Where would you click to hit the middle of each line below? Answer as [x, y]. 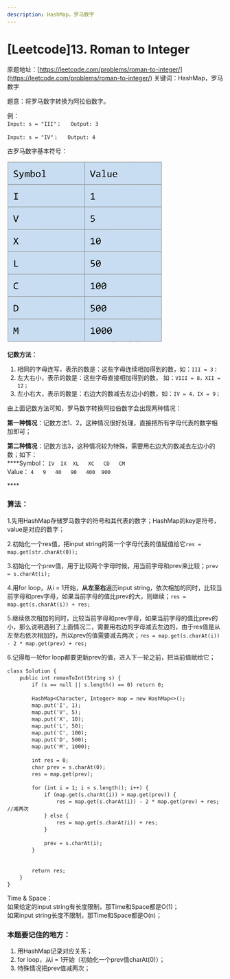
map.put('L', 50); [58, 726]
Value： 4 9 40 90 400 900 [59, 471]
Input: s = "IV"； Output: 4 [51, 137]
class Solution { [32, 671]
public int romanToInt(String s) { [70, 678]
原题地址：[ [23, 69]
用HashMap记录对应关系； [55, 951]
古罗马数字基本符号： [37, 150]
